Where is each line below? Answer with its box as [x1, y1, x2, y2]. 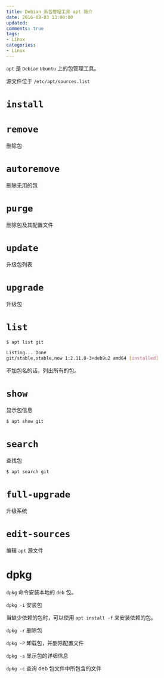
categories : [6, 42, 36, 48]
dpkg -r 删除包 [6, 627, 43, 634]
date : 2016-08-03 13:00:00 [6, 14, 73, 20]
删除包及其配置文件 [6, 221, 54, 228]
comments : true [6, 25, 44, 32]
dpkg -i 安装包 [6, 601, 43, 608]
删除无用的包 [6, 182, 38, 189]
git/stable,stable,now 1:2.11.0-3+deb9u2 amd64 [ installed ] [6, 355, 159, 361]
